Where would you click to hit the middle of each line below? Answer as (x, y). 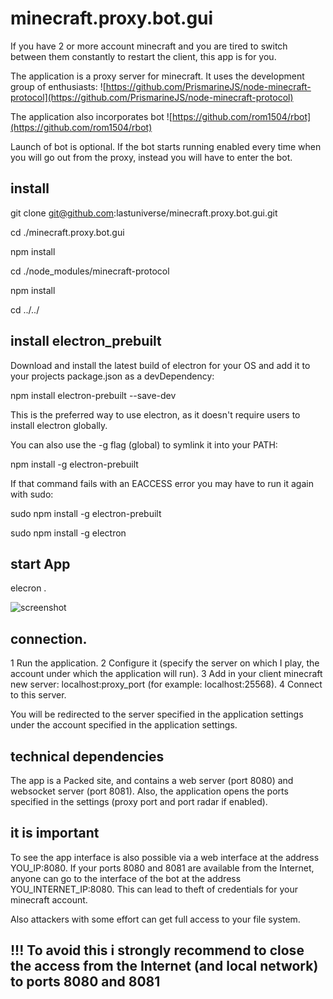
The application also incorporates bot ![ (91, 116)
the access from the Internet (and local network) (164, 966)
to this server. (38, 695)
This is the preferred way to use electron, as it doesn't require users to (155, 414)
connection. (49, 638)
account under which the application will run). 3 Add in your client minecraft (166, 674)
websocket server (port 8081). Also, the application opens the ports (149, 791)
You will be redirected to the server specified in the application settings (157, 714)
